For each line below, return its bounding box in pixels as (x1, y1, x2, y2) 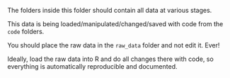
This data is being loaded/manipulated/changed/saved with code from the (7, 20, 224, 28)
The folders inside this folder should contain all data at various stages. (7, 6, 212, 14)
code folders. (7, 28, 45, 35)
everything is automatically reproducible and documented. (7, 62, 178, 70)
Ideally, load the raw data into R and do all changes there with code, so (7, 55, 214, 63)
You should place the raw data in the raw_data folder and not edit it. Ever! (7, 41, 220, 49)
